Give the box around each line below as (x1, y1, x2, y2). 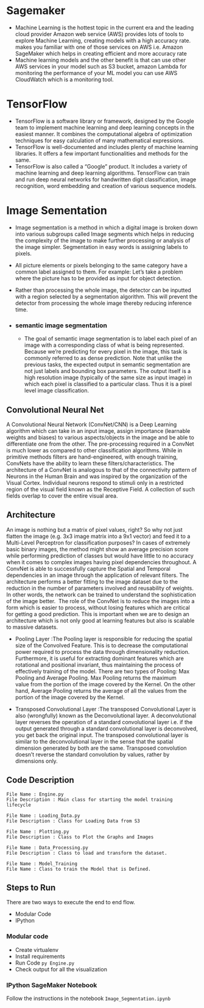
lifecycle (6, 802, 32, 808)
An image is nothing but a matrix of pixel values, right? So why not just (6, 526, 183, 533)
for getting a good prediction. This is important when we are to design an (6, 610, 190, 617)
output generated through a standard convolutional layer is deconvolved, (15, 725, 198, 732)
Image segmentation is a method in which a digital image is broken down (15, 223, 198, 231)
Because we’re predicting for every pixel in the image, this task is (24, 348, 188, 355)
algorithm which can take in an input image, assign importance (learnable (6, 427, 191, 434)
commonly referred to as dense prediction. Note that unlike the (24, 355, 183, 362)
